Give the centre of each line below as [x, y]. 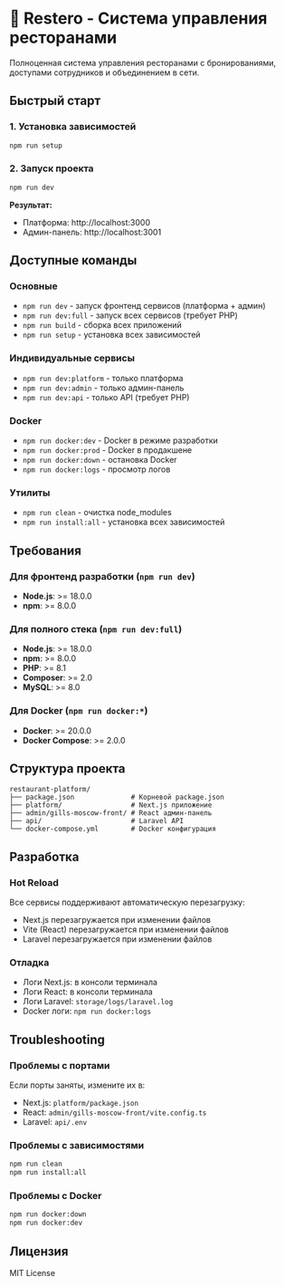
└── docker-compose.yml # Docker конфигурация [113, 829]
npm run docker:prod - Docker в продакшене [107, 450]
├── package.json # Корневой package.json [117, 797]
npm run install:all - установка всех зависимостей [123, 522]
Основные [33, 286]
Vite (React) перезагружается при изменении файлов [125, 930]
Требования [45, 550]
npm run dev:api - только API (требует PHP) [106, 397]
